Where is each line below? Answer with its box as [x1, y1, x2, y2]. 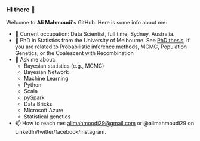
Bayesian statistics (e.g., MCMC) [23, 62, 104, 69]
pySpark [23, 94, 45, 101]
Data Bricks [23, 100, 53, 108]
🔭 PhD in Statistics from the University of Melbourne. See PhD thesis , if [14, 37, 190, 44]
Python [23, 81, 42, 88]
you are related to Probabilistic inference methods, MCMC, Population [14, 43, 187, 50]
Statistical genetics [23, 113, 71, 120]
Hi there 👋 [6, 5, 36, 14]
